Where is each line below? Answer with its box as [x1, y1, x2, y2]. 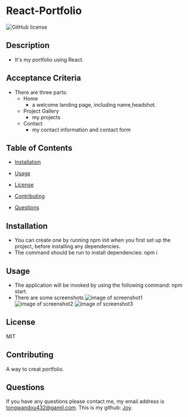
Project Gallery [23, 107, 60, 114]
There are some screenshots [14, 294, 84, 301]
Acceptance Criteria [6, 73, 81, 83]
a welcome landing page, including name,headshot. [32, 101, 156, 108]
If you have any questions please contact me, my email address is [6, 398, 165, 405]
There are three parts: [14, 89, 68, 96]
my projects [32, 113, 61, 121]
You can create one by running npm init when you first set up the [14, 236, 171, 244]
